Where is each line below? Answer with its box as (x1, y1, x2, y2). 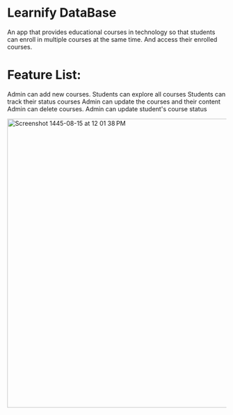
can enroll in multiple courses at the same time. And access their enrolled (7, 35, 218, 43)
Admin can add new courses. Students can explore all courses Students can (7, 90, 226, 98)
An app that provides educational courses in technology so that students (7, 28, 216, 36)
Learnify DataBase (7, 5, 117, 21)
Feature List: (7, 67, 81, 83)
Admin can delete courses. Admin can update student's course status (7, 104, 207, 113)
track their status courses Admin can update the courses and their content (7, 97, 221, 106)
